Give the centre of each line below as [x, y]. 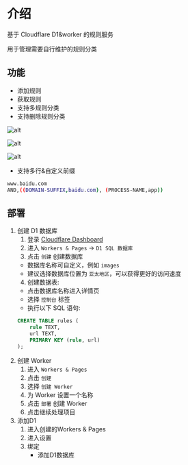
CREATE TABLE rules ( [48, 321]
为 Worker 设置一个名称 [60, 394]
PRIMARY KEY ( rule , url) [65, 340]
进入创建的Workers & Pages [66, 429]
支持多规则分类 [38, 108]
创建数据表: [43, 283]
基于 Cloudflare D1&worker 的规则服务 [61, 34]
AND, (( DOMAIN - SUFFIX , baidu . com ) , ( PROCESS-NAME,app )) [85, 190]
